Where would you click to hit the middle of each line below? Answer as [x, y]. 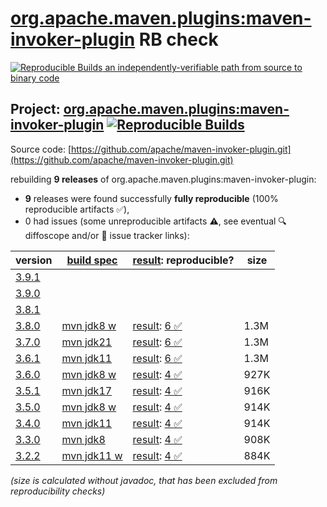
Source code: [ [41, 149]
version [34, 260]
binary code [35, 78]
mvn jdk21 [87, 342]
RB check [178, 39]
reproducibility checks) [58, 491]
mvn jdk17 [87, 390]
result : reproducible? [183, 260]
